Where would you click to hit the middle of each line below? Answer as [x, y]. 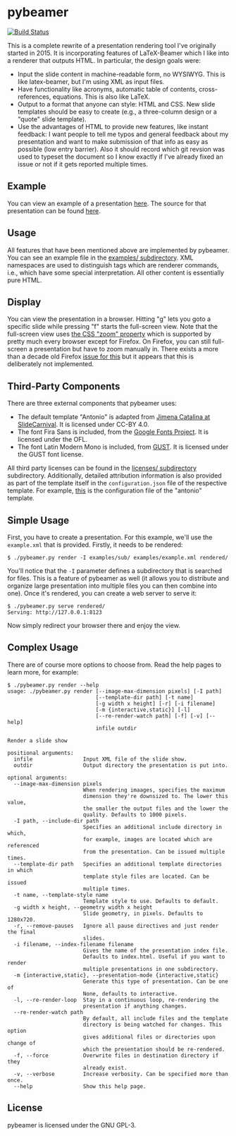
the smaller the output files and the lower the [156, 809]
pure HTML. [25, 280]
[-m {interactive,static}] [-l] [143, 710]
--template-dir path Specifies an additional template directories [118, 864]
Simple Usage [38, 520]
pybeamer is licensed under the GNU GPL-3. [72, 1125]
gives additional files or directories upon [149, 1037]
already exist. [105, 1068]
